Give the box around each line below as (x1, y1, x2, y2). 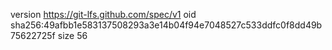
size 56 (57, 30, 88, 41)
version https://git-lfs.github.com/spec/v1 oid (10, 9, 197, 20)
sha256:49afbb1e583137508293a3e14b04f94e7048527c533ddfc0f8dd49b (10, 19, 323, 31)
